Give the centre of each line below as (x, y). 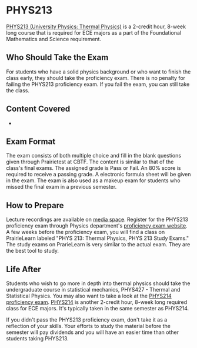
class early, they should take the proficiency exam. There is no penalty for (96, 78)
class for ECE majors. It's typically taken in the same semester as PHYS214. (98, 308)
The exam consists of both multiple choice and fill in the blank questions (94, 156)
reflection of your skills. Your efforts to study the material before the (88, 326)
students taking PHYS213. (37, 338)
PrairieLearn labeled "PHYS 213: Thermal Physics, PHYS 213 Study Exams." (98, 238)
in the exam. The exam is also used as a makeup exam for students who (93, 180)
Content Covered (38, 109)
